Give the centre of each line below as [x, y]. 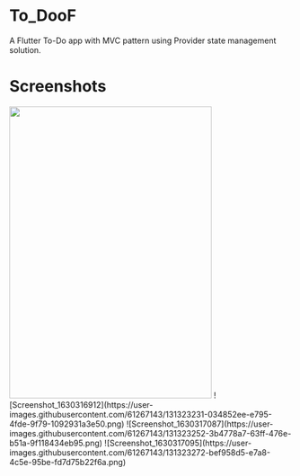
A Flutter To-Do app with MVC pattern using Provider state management [143, 40]
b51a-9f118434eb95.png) [56, 443]
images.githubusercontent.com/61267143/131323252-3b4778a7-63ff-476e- [150, 433]
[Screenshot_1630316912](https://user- [81, 404]
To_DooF [43, 16]
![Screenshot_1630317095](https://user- [178, 443]
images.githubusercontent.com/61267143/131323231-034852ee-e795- [141, 414]
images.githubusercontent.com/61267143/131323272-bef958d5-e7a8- [140, 452]
